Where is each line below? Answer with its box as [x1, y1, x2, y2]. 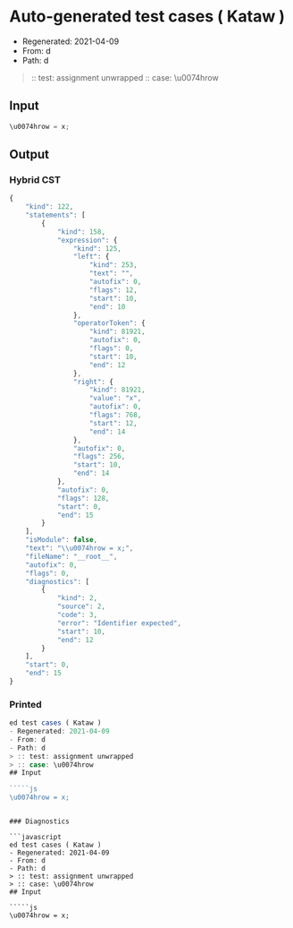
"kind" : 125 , [72, 244, 122, 253]
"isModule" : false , [25, 536, 98, 545]
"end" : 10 [88, 302, 126, 311]
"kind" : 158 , [56, 227, 105, 236]
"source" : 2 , [56, 602, 105, 611]
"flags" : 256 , [72, 452, 126, 461]
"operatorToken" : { [72, 319, 146, 328]
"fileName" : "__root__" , [25, 552, 118, 561]
